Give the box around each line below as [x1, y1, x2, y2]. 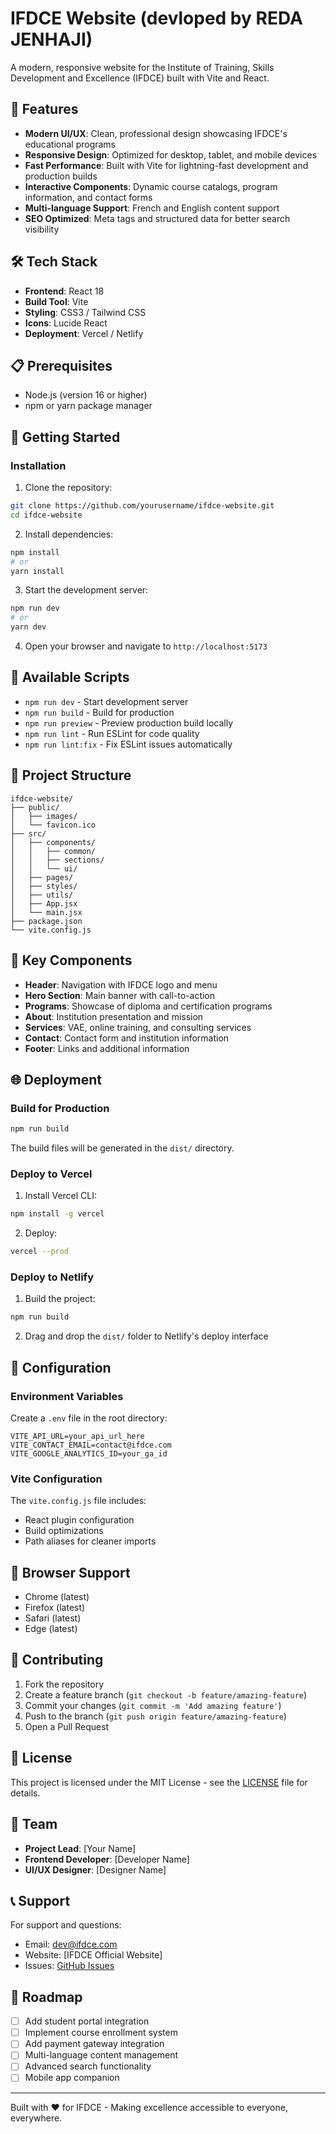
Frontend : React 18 [24, 285, 105, 297]
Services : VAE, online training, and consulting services [24, 1021, 252, 1033]
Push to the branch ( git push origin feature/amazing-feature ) [24, 1710, 287, 1722]
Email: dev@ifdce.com [24, 1938, 118, 1951]
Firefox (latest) [24, 1602, 86, 1614]
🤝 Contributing [10, 1652, 104, 1669]
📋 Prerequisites [10, 357, 113, 374]
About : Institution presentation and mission [24, 1010, 204, 1022]
